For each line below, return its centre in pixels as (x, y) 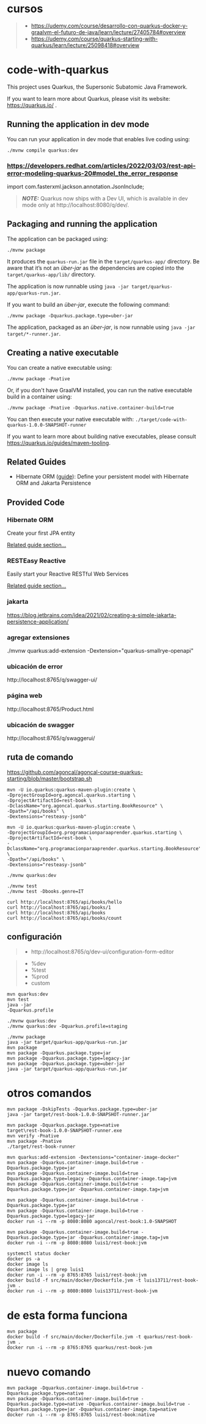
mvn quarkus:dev (28, 994)
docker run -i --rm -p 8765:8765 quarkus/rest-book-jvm (79, 1348)
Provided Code (36, 502)
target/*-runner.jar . (34, 333)
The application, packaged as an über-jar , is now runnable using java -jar (101, 327)
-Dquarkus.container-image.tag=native (127, 1410)
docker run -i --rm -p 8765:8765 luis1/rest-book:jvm (77, 1275)
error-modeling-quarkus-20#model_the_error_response (93, 173)
